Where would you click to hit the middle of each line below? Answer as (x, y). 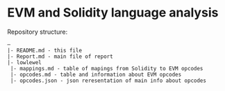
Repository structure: (37, 32)
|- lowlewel (24, 62)
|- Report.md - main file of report (60, 57)
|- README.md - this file (44, 50)
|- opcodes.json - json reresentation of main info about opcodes (108, 81)
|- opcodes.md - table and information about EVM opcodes (96, 74)
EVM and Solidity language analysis (113, 13)
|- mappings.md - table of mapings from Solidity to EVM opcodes (107, 68)
